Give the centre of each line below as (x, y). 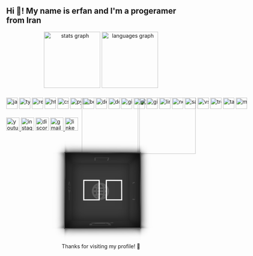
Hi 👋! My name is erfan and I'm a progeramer (91, 11)
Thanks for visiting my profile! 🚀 (101, 246)
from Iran (24, 21)
